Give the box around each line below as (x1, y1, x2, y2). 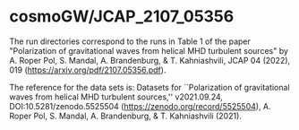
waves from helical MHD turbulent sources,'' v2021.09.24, (9, 91, 224, 102)
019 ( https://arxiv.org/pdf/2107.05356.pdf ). (9, 65, 167, 75)
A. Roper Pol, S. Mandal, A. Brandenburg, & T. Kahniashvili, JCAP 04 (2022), (9, 55, 291, 65)
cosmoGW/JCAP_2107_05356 (9, 6, 235, 27)
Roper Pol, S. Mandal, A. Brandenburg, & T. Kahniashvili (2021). (9, 110, 242, 121)
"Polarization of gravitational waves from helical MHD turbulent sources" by (9, 45, 289, 56)
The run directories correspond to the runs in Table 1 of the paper (9, 36, 251, 47)
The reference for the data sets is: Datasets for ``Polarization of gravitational (9, 82, 290, 92)
